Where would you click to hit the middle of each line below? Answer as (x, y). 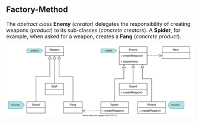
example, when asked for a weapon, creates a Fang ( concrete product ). (94, 36)
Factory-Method (37, 10)
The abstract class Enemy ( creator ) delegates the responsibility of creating (98, 24)
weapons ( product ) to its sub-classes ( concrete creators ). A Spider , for (93, 30)
